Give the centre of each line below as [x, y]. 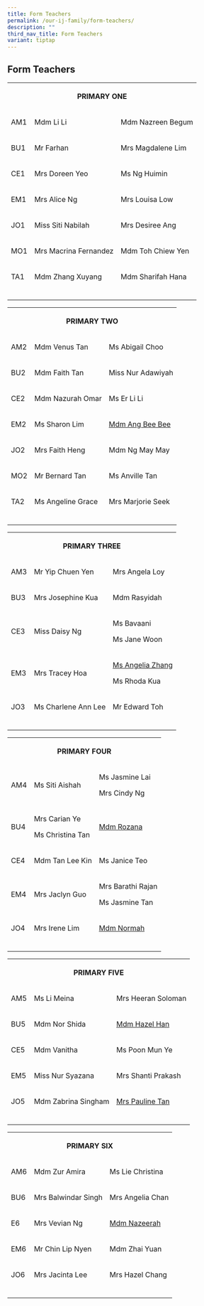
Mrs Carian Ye [57, 818]
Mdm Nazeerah [135, 1223]
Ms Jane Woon [137, 639]
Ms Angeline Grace [66, 501]
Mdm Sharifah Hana [153, 277]
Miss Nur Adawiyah [141, 373]
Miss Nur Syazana [64, 1076]
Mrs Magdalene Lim [153, 148]
